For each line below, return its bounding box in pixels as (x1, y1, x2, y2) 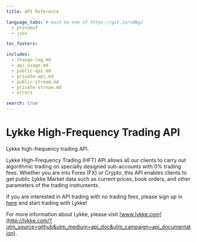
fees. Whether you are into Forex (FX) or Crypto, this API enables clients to (6, 169, 187, 176)
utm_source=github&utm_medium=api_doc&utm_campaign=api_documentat (6, 223, 191, 230)
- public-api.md (11, 68, 51, 74)
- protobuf (11, 25, 38, 31)
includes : (6, 51, 31, 58)
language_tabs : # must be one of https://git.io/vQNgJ (6, 19, 143, 25)
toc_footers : (6, 41, 38, 47)
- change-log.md (11, 57, 51, 63)
